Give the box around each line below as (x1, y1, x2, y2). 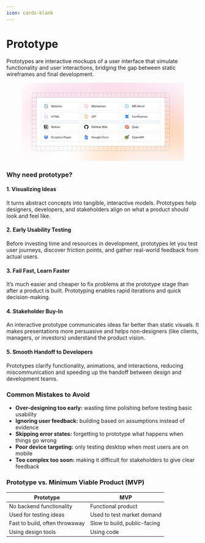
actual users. (6, 253, 39, 260)
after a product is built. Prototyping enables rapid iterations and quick (6, 287, 182, 294)
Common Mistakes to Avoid (6, 390, 90, 398)
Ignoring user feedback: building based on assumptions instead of (15, 417, 185, 424)
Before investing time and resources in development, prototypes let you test (6, 240, 198, 248)
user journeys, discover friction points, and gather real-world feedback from (6, 246, 199, 254)
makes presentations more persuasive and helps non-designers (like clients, (6, 328, 199, 335)
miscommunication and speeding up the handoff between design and (6, 368, 182, 376)
